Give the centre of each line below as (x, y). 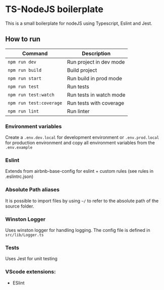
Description (96, 53)
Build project (82, 70)
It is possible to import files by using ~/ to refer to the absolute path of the (82, 201)
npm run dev (22, 62)
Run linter (78, 111)
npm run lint (23, 111)
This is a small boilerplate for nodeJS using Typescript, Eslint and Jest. (79, 23)
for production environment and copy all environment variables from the (80, 143)
